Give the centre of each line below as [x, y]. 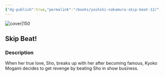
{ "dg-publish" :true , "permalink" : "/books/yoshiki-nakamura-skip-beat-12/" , [83, 9]
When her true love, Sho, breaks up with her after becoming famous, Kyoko [81, 63]
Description [19, 53]
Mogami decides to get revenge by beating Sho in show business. [72, 68]
